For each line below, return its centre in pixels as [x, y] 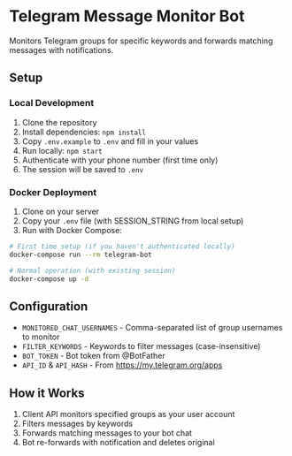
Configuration [49, 306]
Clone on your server [61, 211]
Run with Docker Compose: [72, 230]
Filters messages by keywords [77, 424]
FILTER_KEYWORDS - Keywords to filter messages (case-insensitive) [141, 346]
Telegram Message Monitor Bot [127, 16]
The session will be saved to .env [83, 169]
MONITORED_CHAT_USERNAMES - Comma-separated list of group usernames [152, 328]
